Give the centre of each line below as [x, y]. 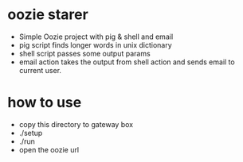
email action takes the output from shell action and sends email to [127, 62]
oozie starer [48, 15]
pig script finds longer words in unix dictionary [95, 44]
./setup [31, 133]
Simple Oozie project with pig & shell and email [96, 37]
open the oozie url [49, 149]
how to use [45, 103]
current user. [40, 70]
